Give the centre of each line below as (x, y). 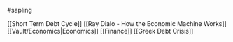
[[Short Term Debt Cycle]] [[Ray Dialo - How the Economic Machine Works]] (117, 23)
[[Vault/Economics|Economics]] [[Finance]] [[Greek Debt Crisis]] (100, 31)
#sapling (20, 10)
